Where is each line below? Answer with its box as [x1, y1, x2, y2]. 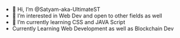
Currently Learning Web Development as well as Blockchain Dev [12, 25, 174, 32]
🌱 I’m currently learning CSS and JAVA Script [12, 19, 126, 25]
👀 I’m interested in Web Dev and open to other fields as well [12, 12, 163, 19]
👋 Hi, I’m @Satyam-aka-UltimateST [12, 6, 101, 13]
